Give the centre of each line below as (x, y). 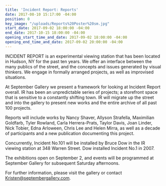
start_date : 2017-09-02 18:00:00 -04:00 (48, 28)
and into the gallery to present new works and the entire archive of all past (81, 103)
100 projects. (18, 108)
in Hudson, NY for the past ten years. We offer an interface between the (79, 61)
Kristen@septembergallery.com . (38, 178)
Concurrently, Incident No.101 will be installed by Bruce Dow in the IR (75, 143)
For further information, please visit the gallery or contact (64, 173)
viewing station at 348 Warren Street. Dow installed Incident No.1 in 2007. (80, 148)
